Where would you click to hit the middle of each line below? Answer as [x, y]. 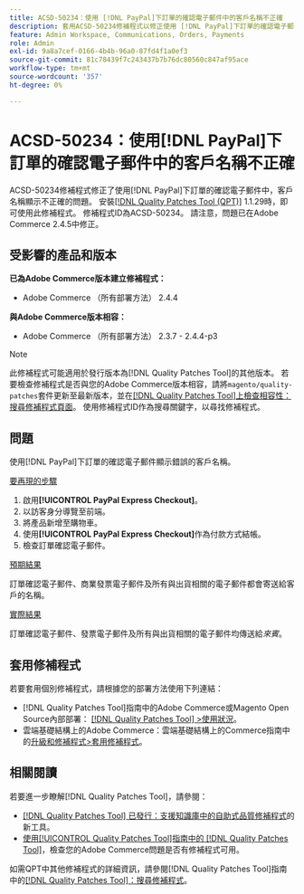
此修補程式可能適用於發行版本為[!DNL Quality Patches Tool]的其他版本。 [144, 373]
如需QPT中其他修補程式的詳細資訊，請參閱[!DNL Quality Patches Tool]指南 [148, 869]
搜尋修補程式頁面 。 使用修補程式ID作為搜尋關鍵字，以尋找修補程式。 [137, 407]
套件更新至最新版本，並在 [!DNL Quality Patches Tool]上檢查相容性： [165, 395]
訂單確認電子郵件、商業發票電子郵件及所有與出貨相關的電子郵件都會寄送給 [148, 584]
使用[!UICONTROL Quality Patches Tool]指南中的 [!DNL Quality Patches [155, 838]
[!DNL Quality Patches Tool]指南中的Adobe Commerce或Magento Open [156, 708]
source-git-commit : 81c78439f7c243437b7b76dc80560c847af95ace [129, 60]
